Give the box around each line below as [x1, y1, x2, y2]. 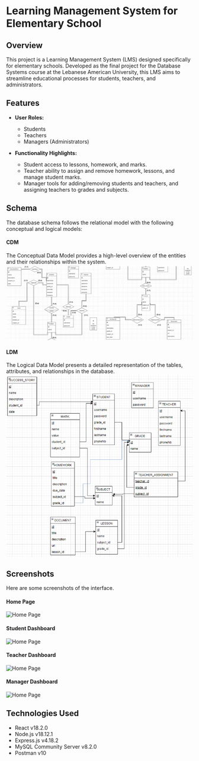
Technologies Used [6, 708, 79, 718]
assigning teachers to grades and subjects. [23, 186, 129, 193]
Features [6, 98, 40, 108]
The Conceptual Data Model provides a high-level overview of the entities [6, 251, 187, 259]
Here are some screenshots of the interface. [6, 585, 114, 592]
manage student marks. [23, 173, 82, 180]
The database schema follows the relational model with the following [6, 219, 174, 226]
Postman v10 [14, 749, 46, 756]
